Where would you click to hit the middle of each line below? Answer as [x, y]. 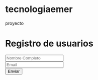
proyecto [15, 23]
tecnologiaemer [39, 9]
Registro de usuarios [50, 44]
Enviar [14, 71]
